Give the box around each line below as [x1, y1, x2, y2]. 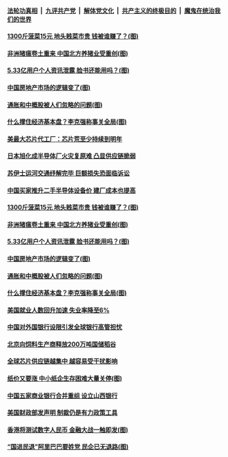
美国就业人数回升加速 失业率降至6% [7, 306, 110, 314]
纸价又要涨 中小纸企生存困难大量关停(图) [7, 374, 122, 383]
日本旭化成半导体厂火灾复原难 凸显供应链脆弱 [7, 152, 136, 160]
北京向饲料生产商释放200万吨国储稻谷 [7, 339, 116, 348]
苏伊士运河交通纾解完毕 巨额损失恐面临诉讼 [7, 169, 130, 177]
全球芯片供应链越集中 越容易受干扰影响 [7, 357, 118, 366]
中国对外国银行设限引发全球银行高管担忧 [7, 323, 122, 331]
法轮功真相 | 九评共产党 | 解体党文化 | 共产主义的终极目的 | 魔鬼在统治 [7, 6, 215, 15]
